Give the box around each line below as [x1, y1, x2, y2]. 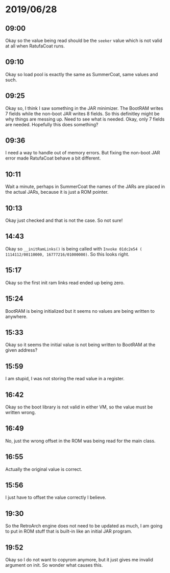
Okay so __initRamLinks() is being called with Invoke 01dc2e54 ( [5, 245, 142, 251]
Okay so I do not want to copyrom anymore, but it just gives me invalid [5, 557, 153, 563]
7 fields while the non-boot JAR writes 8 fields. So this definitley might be [5, 110, 160, 117]
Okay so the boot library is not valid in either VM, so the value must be [5, 404, 153, 410]
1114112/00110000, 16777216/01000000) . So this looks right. [5, 251, 130, 257]
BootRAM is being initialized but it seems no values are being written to [5, 308, 155, 314]
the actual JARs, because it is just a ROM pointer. [5, 189, 109, 195]
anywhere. [5, 313, 28, 319]
